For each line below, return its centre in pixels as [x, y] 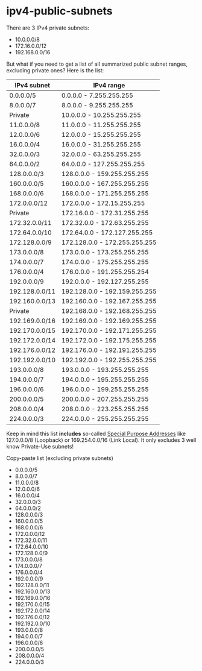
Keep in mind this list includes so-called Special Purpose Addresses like [96, 433]
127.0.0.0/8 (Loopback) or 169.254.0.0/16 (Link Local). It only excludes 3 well [101, 440]
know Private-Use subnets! [40, 446]
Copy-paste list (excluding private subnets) [60, 458]
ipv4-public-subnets [59, 11]
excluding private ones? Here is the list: [55, 70]
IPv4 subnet [32, 85]
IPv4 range [109, 85]
